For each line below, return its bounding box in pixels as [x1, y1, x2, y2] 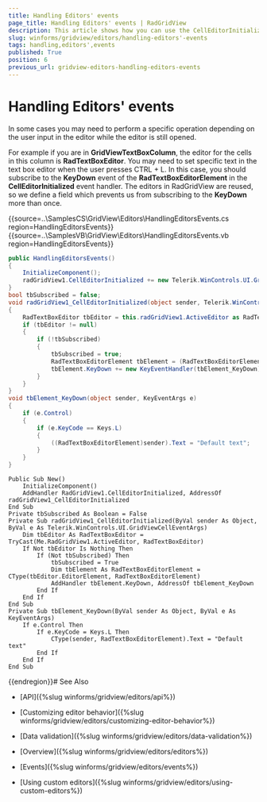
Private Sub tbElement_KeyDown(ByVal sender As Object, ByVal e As [8, 607, 237, 615]
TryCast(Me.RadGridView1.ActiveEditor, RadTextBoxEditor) [8, 538, 204, 546]
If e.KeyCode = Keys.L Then [37, 628, 130, 636]
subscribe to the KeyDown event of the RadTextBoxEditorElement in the [8, 172, 248, 183]
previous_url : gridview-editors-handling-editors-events [8, 64, 201, 71]
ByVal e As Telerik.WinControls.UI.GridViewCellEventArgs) [8, 524, 208, 532]
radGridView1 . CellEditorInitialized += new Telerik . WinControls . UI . [22, 276, 254, 284]
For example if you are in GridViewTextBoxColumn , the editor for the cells [8, 148, 252, 157]
